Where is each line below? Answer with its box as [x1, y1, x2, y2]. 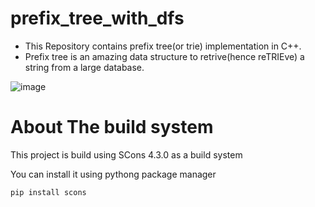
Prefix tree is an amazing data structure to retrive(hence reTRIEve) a [24, 50, 305, 62]
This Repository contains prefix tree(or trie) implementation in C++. [24, 40, 302, 52]
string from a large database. [24, 61, 145, 73]
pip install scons [10, 187, 87, 197]
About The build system [10, 116, 214, 139]
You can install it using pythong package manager [10, 168, 217, 180]
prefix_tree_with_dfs [10, 7, 185, 30]
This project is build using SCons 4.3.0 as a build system [10, 148, 243, 161]
